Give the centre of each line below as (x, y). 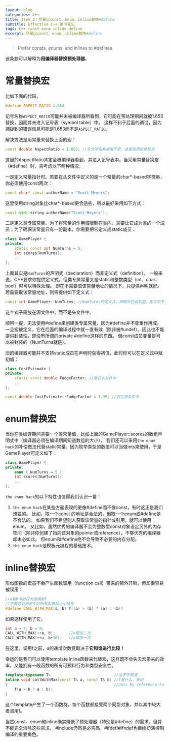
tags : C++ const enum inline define (44, 29)
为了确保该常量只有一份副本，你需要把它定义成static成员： (75, 229)
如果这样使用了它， (25, 619)
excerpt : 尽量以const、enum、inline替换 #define (54, 34)
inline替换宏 (30, 568)
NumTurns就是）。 (50, 342)
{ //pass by (70, 685)
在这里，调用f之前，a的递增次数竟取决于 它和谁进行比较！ (65, 648)
